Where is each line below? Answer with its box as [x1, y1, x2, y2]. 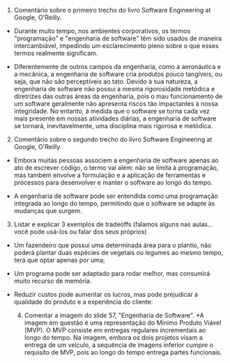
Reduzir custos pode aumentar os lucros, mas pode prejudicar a [13, 291, 199, 298]
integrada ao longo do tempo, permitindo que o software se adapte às [13, 199, 215, 208]
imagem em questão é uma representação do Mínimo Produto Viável [24, 318, 222, 327]
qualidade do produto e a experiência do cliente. [13, 298, 153, 306]
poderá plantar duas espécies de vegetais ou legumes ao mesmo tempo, [13, 249, 224, 256]
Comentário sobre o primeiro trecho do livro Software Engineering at [13, 6, 211, 14]
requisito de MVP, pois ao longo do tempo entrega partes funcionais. [24, 348, 222, 356]
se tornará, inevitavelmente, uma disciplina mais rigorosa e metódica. [13, 122, 213, 130]
